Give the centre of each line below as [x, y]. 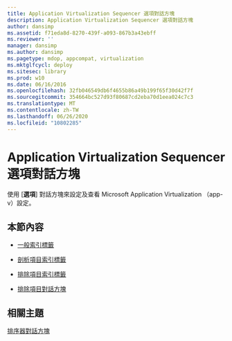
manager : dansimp [32, 46]
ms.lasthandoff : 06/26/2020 [48, 116]
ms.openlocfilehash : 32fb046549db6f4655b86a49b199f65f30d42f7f [100, 91]
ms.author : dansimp [35, 53]
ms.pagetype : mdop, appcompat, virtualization [75, 59]
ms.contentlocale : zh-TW [43, 110]
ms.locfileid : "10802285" [44, 123]
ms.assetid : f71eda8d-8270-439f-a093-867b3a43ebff [82, 33]
